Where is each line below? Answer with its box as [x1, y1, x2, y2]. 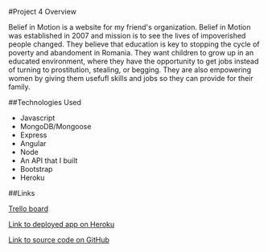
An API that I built [19, 156, 78, 165]
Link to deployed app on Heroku [8, 220, 115, 229]
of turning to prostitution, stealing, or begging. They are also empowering [8, 65, 252, 75]
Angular [19, 139, 47, 148]
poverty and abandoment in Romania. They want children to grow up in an [8, 48, 254, 57]
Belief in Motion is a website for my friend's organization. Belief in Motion [8, 22, 251, 31]
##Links [8, 189, 35, 197]
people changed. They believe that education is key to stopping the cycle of [8, 39, 260, 49]
